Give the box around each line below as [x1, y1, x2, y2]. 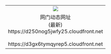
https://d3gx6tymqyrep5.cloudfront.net [8, 40, 103, 47]
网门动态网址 [40, 14, 71, 21]
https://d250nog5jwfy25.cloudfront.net [8, 28, 103, 35]
